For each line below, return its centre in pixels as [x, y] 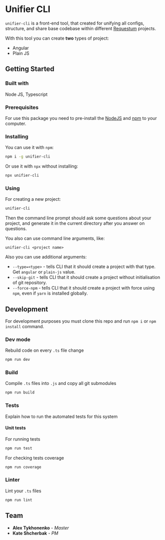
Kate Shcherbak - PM [35, 533]
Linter [13, 480]
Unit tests [16, 428]
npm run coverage [23, 467]
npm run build [20, 392]
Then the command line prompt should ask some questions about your [78, 218]
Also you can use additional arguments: [46, 257]
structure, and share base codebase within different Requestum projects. [81, 28]
